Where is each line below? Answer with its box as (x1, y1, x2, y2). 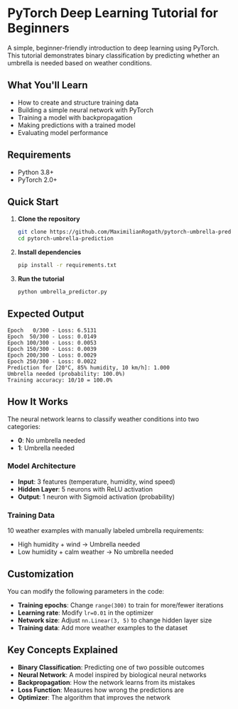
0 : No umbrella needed (17, 435, 85, 445)
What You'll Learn (7, 80, 88, 92)
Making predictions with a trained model (17, 121, 136, 129)
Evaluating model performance (17, 128, 109, 136)
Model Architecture (7, 461, 76, 471)
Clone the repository (17, 215, 80, 223)
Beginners (7, 20, 70, 36)
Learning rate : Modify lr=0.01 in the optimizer (17, 608, 154, 617)
